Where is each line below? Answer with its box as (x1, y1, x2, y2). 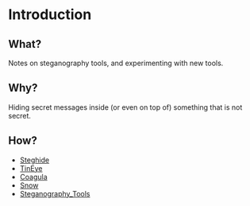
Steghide (19, 155, 50, 165)
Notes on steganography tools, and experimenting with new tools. (8, 58, 224, 68)
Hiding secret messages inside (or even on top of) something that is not (8, 102, 243, 112)
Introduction (8, 6, 92, 24)
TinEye (19, 163, 43, 173)
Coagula (19, 172, 48, 181)
